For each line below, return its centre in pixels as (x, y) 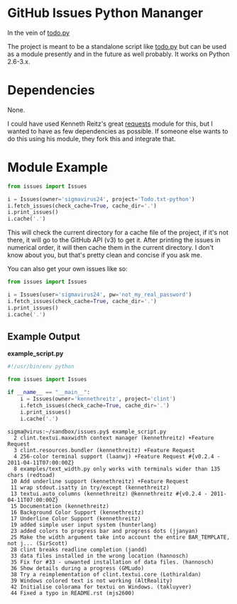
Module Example (58, 168)
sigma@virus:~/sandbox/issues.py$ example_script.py (87, 432)
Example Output (44, 336)
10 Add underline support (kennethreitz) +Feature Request (100, 481)
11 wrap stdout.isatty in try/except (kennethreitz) (90, 488)
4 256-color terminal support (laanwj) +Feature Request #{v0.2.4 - (117, 456)
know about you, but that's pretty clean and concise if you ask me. (105, 255)
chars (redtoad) (31, 475)
